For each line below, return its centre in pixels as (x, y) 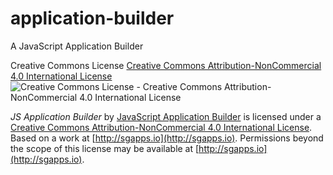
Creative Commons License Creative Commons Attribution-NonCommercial (166, 65)
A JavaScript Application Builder (77, 46)
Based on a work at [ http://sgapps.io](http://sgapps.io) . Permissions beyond (167, 138)
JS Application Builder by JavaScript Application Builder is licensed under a (166, 116)
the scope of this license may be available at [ (105, 148)
